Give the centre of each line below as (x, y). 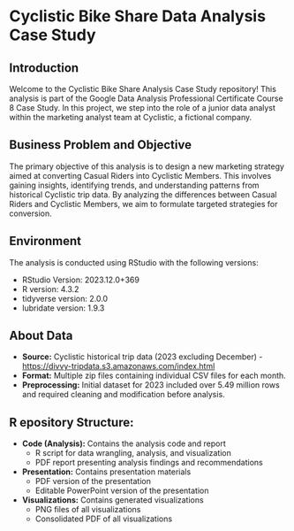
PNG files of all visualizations (88, 510)
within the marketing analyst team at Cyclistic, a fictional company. (131, 117)
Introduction (44, 68)
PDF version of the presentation (93, 481)
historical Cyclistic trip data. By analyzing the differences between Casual (143, 194)
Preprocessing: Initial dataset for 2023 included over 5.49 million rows (151, 385)
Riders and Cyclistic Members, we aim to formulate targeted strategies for (143, 204)
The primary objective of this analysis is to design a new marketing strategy (147, 166)
